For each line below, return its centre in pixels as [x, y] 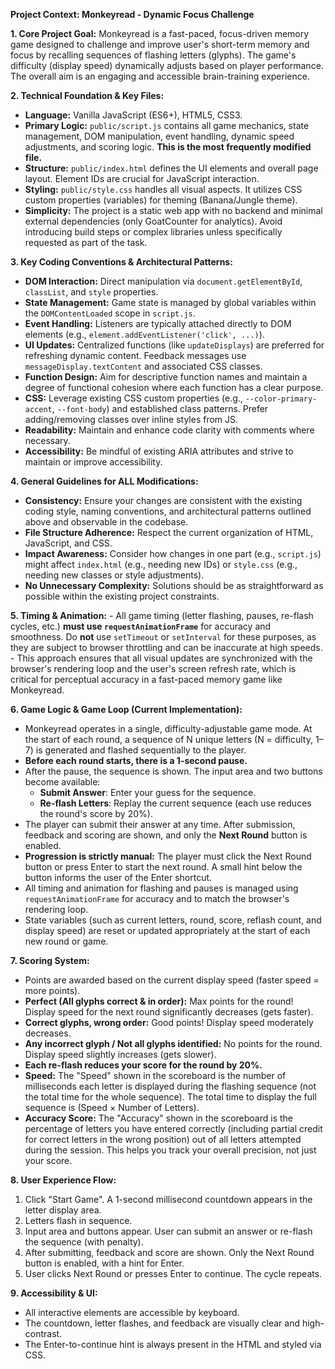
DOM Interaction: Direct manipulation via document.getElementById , [163, 281]
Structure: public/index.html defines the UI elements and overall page [171, 168]
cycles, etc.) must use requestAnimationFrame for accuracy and [141, 626]
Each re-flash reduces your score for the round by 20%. [143, 1065]
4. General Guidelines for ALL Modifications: [104, 481]
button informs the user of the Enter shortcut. [118, 877]
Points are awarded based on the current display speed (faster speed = [172, 980]
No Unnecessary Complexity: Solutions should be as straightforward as [174, 585]
